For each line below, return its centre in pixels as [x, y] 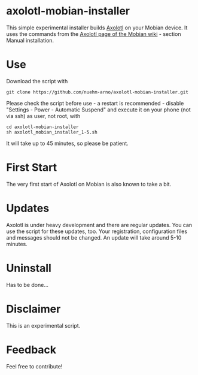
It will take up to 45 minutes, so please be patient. [67, 143]
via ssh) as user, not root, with [43, 116]
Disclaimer [33, 309]
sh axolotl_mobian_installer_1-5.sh [52, 132]
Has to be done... [28, 285]
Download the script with [37, 81]
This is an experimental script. [43, 325]
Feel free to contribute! [34, 366]
